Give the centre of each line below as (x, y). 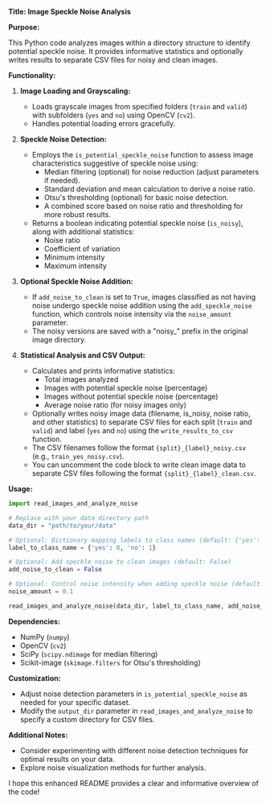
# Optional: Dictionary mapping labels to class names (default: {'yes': (135, 540)
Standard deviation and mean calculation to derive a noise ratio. (149, 189)
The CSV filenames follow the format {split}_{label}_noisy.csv (139, 448)
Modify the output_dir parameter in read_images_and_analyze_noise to (136, 711)
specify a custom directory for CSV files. (87, 719)
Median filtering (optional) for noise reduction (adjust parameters (151, 172)
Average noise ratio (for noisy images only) (115, 405)
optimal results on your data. (67, 759)
